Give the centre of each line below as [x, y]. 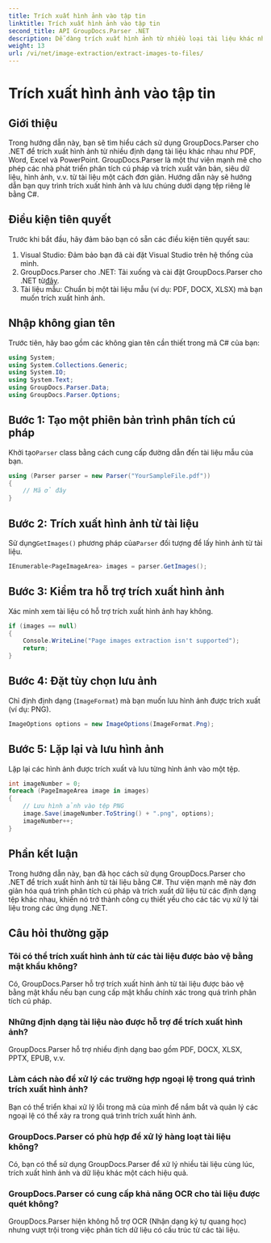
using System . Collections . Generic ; [68, 365]
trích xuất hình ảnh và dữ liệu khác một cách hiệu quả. [98, 1173]
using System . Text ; [41, 380]
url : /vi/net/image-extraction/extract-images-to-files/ [106, 53]
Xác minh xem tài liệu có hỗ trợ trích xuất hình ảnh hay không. [111, 611]
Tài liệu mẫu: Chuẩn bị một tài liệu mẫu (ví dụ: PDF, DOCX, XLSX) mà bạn [141, 289]
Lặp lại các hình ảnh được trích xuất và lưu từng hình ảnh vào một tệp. [124, 768]
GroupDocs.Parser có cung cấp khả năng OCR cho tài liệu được [134, 1194]
